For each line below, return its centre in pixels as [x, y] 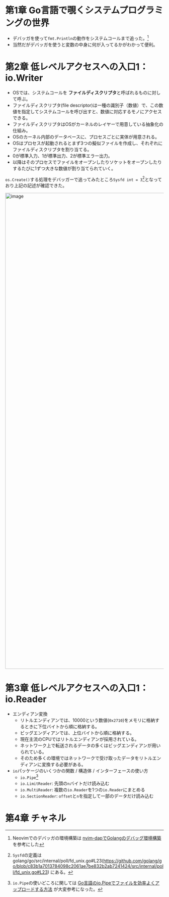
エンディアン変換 [30, 714]
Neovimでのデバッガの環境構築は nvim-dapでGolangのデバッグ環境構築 [87, 838]
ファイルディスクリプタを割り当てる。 [52, 149]
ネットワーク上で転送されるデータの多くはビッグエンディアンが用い [90, 745]
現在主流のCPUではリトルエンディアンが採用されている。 [79, 739]
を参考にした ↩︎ [28, 844]
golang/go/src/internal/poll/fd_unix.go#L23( [58, 861]
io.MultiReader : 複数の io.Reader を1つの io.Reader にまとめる [82, 789]
